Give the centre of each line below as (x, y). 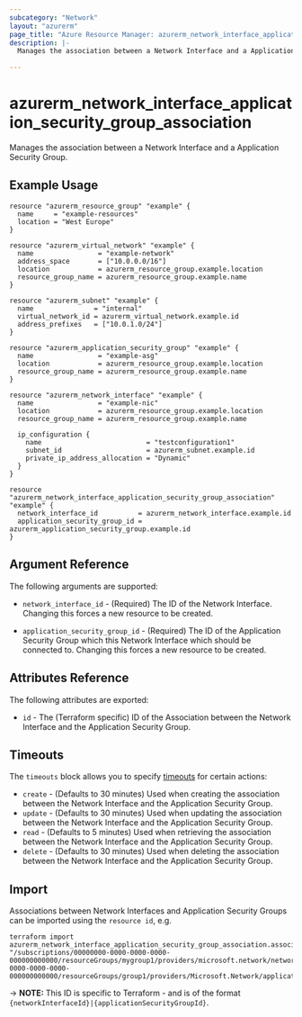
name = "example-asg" (88, 355)
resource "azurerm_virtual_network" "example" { (102, 245)
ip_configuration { (54, 434)
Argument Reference (69, 565)
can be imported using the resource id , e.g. (91, 921)
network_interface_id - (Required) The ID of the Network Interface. (147, 603)
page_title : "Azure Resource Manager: (82, 34)
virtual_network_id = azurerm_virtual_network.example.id (129, 316)
